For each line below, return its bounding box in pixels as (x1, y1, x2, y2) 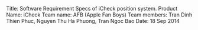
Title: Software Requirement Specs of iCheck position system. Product (6, 5, 178, 12)
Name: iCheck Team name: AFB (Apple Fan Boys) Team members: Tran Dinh (6, 11, 193, 18)
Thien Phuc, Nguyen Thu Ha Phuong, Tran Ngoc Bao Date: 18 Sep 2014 (6, 18, 180, 24)
